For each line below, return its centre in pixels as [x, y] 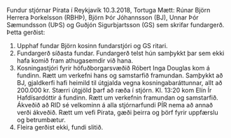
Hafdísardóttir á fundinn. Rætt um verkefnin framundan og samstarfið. [117, 98]
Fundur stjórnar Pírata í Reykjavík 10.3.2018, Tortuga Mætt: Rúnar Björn [108, 10]
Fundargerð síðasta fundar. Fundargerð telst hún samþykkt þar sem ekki [120, 53]
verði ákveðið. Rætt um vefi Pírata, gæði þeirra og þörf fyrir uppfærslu [117, 112]
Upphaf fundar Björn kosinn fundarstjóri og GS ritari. [92, 46]
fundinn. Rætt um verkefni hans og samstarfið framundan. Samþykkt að [120, 75]
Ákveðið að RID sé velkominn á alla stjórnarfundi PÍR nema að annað [115, 105]
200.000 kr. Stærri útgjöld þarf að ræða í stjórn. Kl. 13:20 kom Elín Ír [114, 90]
